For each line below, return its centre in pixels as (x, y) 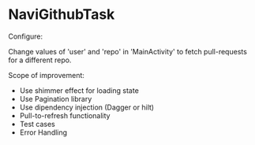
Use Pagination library (56, 99)
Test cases (37, 124)
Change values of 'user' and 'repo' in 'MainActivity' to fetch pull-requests (127, 51)
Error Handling (43, 132)
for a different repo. (40, 60)
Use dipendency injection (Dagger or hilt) (87, 107)
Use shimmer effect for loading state (79, 90)
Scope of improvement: (47, 75)
